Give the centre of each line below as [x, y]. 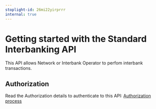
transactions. [19, 68]
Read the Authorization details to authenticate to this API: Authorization [78, 96]
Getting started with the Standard [76, 39]
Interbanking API [41, 49]
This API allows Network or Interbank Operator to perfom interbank [74, 63]
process [13, 101]
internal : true [21, 14]
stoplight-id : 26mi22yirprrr [35, 10]
